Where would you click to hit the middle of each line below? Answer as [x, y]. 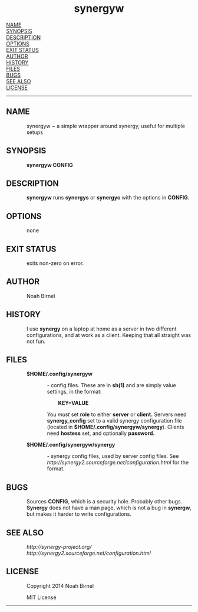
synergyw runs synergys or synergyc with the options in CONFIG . [108, 198]
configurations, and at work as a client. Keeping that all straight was [109, 335]
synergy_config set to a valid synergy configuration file [114, 421]
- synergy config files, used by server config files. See [113, 456]
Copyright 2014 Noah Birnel [60, 585]
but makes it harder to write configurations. [79, 514]
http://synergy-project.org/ [59, 547]
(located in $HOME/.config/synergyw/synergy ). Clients [115, 427]
